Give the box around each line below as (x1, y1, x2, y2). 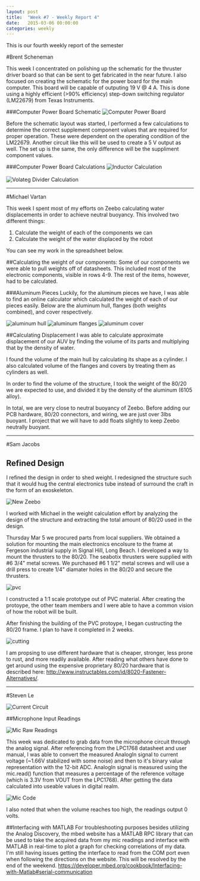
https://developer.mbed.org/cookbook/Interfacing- (58, 862, 183, 869)
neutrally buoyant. (6, 423, 51, 431)
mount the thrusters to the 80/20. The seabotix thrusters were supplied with (6, 553, 192, 560)
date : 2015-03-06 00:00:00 (6, 20, 79, 26)
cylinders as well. (6, 368, 49, 376)
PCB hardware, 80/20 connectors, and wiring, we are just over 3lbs (6, 411, 171, 418)
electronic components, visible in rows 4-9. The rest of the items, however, (6, 272, 190, 279)
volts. (6, 812, 20, 819)
